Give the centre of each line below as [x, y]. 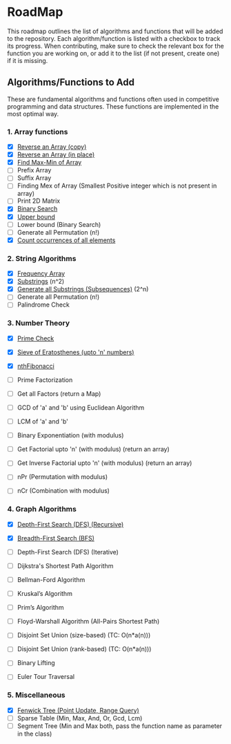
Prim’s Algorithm [40, 608]
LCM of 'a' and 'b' [43, 421]
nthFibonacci [36, 366]
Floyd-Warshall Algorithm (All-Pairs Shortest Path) [88, 621]
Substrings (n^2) [41, 282]
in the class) [34, 734]
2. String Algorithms [42, 258]
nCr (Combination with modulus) [63, 491]
